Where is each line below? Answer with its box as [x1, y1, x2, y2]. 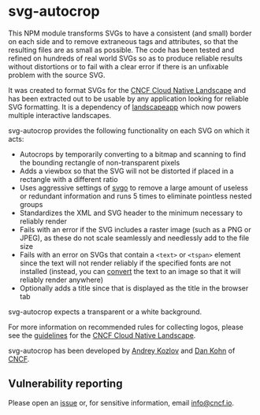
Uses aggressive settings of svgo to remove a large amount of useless [19, 183, 248, 192]
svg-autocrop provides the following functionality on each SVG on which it [8, 125, 250, 135]
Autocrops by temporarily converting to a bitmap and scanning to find [19, 149, 247, 159]
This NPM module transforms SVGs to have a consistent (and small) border [8, 28, 252, 38]
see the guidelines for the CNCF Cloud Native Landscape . [8, 330, 196, 340]
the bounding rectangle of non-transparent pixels [19, 157, 180, 167]
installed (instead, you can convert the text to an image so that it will [19, 266, 241, 276]
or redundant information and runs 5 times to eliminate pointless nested [19, 191, 252, 201]
